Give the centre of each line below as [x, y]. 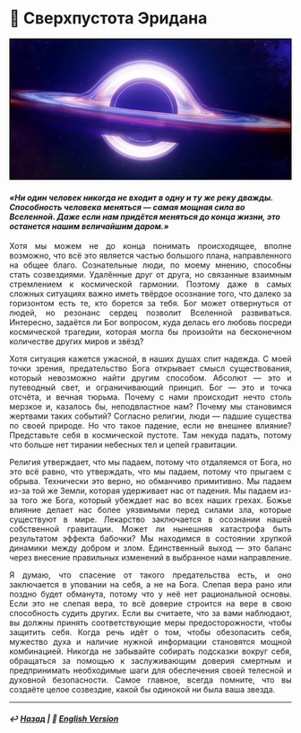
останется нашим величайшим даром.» [89, 226]
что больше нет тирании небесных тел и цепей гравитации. [124, 445]
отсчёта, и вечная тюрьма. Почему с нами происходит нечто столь [150, 397]
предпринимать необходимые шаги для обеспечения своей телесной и [150, 671]
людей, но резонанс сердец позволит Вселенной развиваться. [150, 313]
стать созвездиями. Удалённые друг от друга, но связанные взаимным [150, 275]
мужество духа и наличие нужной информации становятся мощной [150, 642]
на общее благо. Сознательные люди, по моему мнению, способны [150, 265]
